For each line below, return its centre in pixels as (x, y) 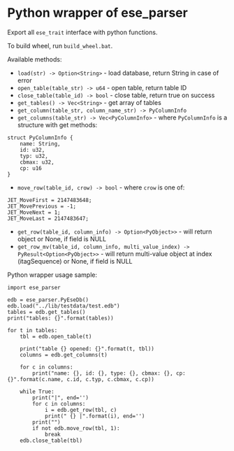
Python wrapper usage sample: (52, 275)
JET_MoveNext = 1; (34, 212)
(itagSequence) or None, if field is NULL (75, 261)
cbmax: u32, (37, 162)
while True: (37, 392)
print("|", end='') (61, 398)
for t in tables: (32, 330)
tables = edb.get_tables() (46, 312)
